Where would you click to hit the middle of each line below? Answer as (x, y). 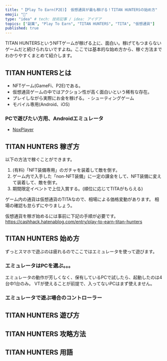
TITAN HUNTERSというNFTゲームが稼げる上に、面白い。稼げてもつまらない (83, 43)
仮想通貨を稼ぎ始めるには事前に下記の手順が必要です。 (62, 216)
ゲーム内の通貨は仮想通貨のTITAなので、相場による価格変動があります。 (79, 199)
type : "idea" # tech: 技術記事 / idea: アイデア (54, 19)
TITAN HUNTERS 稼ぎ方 (42, 147)
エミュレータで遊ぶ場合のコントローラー (54, 298)
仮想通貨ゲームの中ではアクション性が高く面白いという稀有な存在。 (82, 92)
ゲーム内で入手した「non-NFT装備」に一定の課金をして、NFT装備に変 (85, 176)
